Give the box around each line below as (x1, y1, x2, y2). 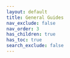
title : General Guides (6, 14, 64, 21)
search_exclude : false (6, 43, 64, 49)
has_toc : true (6, 37, 43, 43)
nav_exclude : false (6, 20, 56, 26)
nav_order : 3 (6, 25, 40, 32)
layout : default (6, 8, 47, 15)
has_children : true (6, 31, 56, 37)
